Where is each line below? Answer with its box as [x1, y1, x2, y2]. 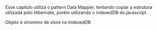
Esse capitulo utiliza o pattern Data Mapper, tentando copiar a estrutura [5, 4, 152, 10]
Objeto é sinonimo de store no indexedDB [5, 19, 91, 25]
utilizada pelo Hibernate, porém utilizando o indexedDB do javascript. [5, 9, 148, 15]
